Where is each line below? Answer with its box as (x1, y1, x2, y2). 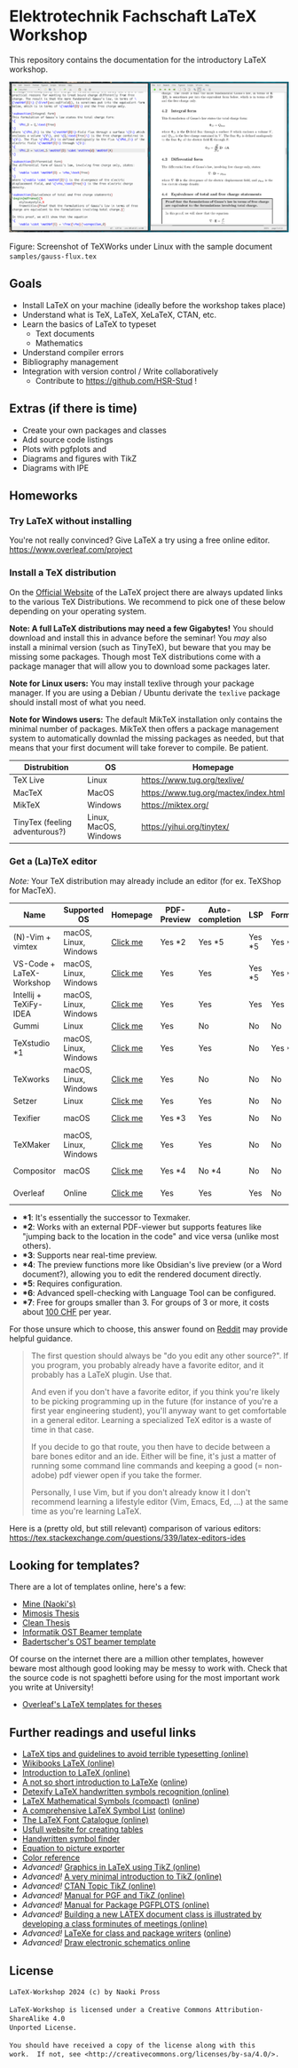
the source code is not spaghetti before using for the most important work (9, 1673, 280, 1683)
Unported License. (9, 2023, 77, 2032)
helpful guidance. (9, 1332, 74, 1343)
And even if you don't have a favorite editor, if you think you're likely (30, 1386, 280, 1396)
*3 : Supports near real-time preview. (21, 1250, 158, 1261)
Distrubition (23, 762, 69, 772)
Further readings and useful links (9, 1725, 197, 1740)
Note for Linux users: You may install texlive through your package (9, 678, 255, 688)
